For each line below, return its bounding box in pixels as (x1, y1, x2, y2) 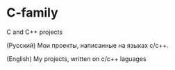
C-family (6, 5, 58, 21)
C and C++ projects (6, 28, 63, 36)
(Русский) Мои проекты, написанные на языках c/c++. (6, 41, 169, 49)
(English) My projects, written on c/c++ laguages (6, 54, 147, 63)
